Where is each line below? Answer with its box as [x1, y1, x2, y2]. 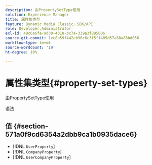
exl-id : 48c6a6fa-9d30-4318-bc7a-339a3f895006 [5, 31, 105, 36]
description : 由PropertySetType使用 [5, 7, 81, 13]
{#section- [13, 122, 49, 130]
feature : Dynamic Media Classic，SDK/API [5, 21, 93, 27]
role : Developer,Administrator [5, 26, 71, 31]
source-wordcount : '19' [5, 45, 56, 50]
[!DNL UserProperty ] [12, 143, 55, 149]
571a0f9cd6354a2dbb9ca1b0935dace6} [5, 130, 137, 139]
